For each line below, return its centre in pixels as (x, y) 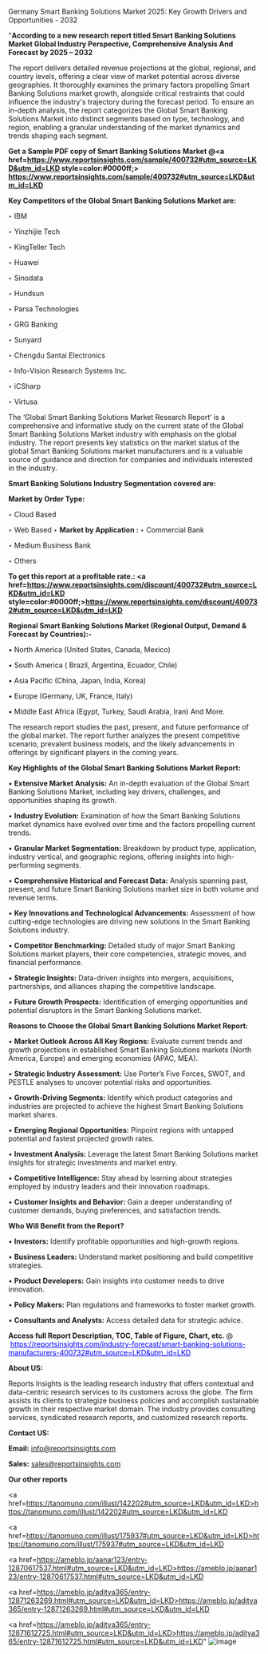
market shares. (33, 1114)
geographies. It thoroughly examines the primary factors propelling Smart (129, 85)
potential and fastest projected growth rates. (81, 1138)
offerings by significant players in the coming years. (94, 752)
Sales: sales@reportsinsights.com (65, 1464)
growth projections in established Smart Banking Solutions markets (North (130, 1050)
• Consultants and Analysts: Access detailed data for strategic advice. (126, 1320)
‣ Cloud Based (32, 514)
